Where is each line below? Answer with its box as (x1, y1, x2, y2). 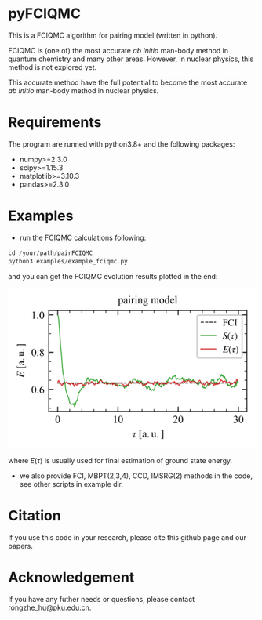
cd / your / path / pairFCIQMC (8, 248, 93, 257)
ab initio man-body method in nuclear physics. (8, 85, 159, 95)
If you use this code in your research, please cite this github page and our (8, 532, 247, 542)
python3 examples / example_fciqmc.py (8, 257, 128, 265)
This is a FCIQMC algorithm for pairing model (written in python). (8, 31, 218, 40)
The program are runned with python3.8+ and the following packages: (8, 139, 235, 149)
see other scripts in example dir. (19, 479, 124, 488)
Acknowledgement (8, 568, 135, 586)
